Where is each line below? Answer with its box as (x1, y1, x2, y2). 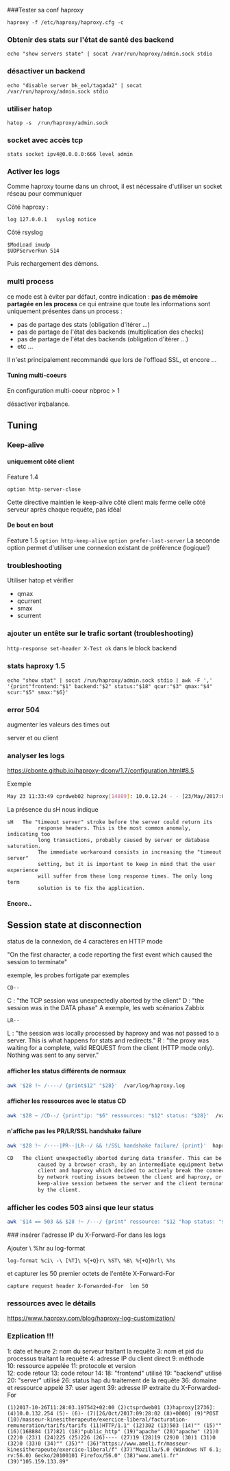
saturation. (7, 843, 41, 850)
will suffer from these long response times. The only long (37, 873, 213, 880)
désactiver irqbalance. (7, 400, 71, 408)
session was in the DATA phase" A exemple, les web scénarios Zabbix (7, 1004, 205, 1012)
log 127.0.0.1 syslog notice (7, 216, 97, 223)
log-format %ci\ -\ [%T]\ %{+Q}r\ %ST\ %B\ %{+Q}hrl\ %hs (7, 1257, 176, 1264)
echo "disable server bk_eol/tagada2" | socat (7, 82, 142, 89)
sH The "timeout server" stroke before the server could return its (7, 819, 213, 826)
